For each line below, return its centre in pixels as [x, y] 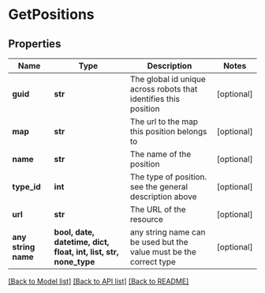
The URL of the [158, 209]
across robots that [164, 89]
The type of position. [168, 177]
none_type [75, 262]
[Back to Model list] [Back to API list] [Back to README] [99, 281]
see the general [159, 187]
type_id [26, 187]
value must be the [163, 252]
